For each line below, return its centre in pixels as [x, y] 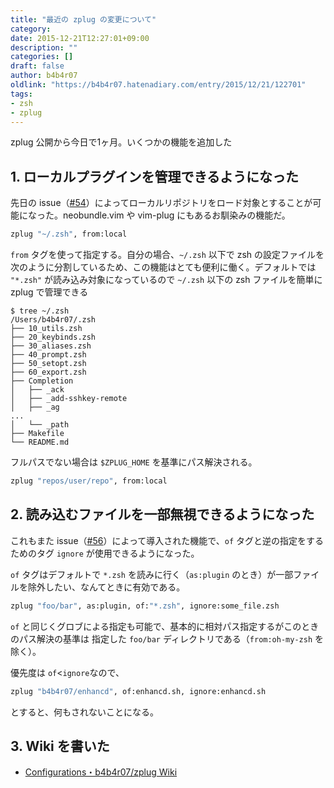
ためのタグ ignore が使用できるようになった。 [105, 553]
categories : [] [42, 57]
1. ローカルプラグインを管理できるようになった [154, 176]
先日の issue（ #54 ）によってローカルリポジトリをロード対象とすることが [161, 203]
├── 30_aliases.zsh [51, 346]
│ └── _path [40, 425]
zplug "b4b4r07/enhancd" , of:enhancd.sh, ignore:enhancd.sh [138, 691]
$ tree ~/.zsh [40, 311]
